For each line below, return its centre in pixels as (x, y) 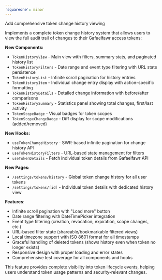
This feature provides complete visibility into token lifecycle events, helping (80, 267)
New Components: (24, 47)
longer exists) (26, 247)
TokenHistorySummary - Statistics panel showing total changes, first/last (82, 103)
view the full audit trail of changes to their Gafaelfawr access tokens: (74, 38)
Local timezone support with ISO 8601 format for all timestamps (75, 237)
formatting (22, 87)
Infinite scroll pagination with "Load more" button (61, 211)
